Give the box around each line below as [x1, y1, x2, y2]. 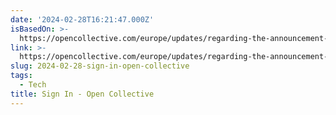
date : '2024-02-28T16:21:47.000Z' [10, 14, 155, 25]
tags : [10, 71, 33, 81]
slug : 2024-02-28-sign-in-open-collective [10, 61, 190, 71]
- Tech [19, 80, 47, 90]
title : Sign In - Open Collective [10, 89, 155, 99]
